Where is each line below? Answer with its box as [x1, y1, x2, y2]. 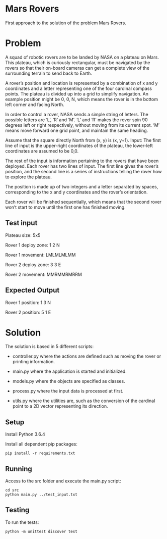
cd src [5, 488, 19, 493]
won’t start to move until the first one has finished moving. [5, 204, 126, 210]
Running [5, 464, 33, 473]
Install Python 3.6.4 [5, 431, 45, 437]
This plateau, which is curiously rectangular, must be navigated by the [5, 59, 150, 66]
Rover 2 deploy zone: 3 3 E [5, 261, 61, 268]
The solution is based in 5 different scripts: [5, 344, 94, 350]
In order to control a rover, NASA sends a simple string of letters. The [5, 111, 148, 117]
